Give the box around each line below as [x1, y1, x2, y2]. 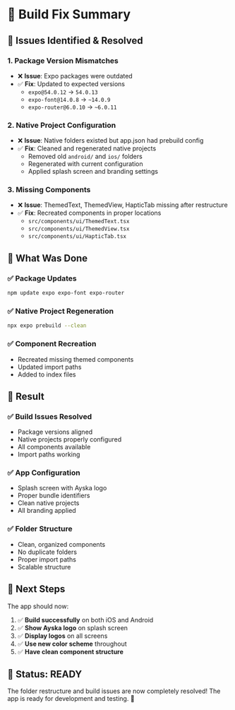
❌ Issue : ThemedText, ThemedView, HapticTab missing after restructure [17, 201, 228, 209]
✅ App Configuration [7, 468, 80, 478]
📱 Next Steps [7, 583, 66, 596]
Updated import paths [17, 362, 82, 371]
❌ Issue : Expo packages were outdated [17, 71, 133, 80]
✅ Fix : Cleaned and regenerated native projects [17, 144, 157, 153]
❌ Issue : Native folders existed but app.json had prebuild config [17, 136, 204, 145]
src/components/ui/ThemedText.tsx [28, 218, 130, 225]
